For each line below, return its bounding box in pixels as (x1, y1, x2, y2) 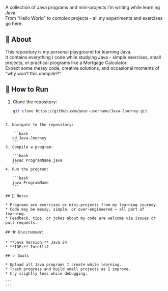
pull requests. (5, 220, 38, 225)
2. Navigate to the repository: (5, 122, 74, 127)
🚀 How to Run (5, 85, 49, 94)
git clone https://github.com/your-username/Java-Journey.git (12, 108, 148, 113)
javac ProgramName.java (12, 158, 63, 163)
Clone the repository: (12, 99, 58, 105)
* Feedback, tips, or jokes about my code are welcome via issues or (5, 216, 156, 221)
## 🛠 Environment (5, 229, 44, 235)
